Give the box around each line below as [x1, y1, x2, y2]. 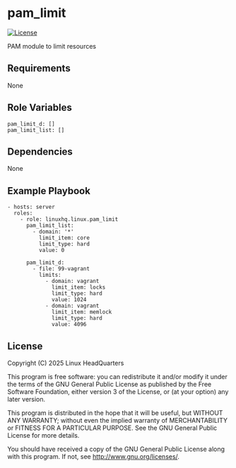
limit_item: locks [52, 284, 106, 291]
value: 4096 [52, 321, 87, 328]
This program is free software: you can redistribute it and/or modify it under [7, 373, 228, 380]
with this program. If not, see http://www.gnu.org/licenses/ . [7, 452, 180, 460]
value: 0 [38, 247, 65, 254]
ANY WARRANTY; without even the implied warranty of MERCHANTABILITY [7, 416, 228, 424]
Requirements [7, 62, 71, 75]
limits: [38, 272, 61, 279]
